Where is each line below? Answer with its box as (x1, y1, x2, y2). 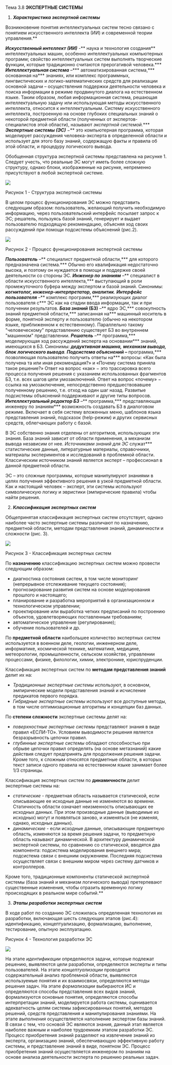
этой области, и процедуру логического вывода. (5, 143, 112, 150)
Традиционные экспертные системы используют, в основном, (12, 682, 151, 688)
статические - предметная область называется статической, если (12, 793, 160, 798)
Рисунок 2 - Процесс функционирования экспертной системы (5, 246, 143, 252)
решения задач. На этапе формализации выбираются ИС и (5, 983, 136, 989)
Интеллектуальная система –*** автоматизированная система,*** (5, 67, 155, 73)
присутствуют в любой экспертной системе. (5, 170, 104, 176)
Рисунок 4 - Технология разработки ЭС (5, 936, 92, 942)
